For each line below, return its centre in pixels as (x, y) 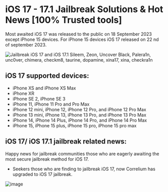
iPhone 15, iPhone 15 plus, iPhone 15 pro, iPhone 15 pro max (74, 125)
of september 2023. (26, 44)
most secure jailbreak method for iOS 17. (47, 159)
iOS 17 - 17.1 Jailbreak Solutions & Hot (84, 9)
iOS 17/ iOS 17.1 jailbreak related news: (66, 142)
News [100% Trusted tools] (64, 20)
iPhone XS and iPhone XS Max (44, 88)
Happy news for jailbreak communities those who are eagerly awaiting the (82, 154)
